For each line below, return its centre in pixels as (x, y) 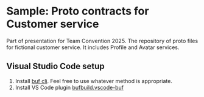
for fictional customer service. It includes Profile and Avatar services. (93, 47)
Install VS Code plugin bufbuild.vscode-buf (69, 87)
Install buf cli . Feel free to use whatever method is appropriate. (93, 81)
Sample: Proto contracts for (78, 11)
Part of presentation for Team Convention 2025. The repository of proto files (102, 41)
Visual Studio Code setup (55, 66)
